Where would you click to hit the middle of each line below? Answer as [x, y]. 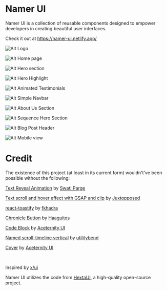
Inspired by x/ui [22, 267]
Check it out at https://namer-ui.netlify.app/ [51, 38]
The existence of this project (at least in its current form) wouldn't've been [84, 173]
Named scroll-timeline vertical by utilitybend [52, 237]
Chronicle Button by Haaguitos [38, 218]
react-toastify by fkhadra [32, 207]
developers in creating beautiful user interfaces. [56, 28]
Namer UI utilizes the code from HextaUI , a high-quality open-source [78, 277]
